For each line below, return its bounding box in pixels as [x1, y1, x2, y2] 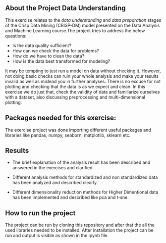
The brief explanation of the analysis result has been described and [12, 159, 151, 165]
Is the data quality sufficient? [12, 42, 72, 49]
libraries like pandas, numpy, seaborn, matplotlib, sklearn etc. [5, 132, 131, 138]
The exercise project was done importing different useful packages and [5, 127, 151, 133]
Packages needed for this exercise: [5, 114, 116, 122]
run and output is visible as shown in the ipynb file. [5, 233, 109, 239]
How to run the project [5, 209, 76, 217]
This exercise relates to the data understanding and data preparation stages [5, 17, 162, 23]
